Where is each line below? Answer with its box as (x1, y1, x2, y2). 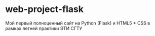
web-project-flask (5, 3, 84, 15)
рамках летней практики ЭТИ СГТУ (5, 25, 83, 31)
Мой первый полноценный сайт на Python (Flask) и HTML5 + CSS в (5, 20, 150, 26)
